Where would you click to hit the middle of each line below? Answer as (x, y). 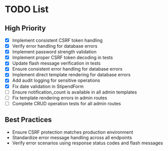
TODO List (27, 9)
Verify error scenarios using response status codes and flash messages (88, 143)
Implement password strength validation (54, 52)
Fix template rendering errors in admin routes (60, 98)
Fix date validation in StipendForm (48, 86)
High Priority (25, 28)
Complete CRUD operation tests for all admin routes (66, 103)
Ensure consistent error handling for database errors (67, 69)
